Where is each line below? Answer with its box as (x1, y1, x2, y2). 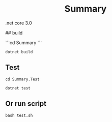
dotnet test (5, 85, 31, 90)
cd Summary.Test (5, 77, 40, 82)
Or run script (5, 100, 47, 108)
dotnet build (5, 49, 33, 54)
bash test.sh (5, 113, 33, 118)
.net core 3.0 (5, 20, 32, 26)
